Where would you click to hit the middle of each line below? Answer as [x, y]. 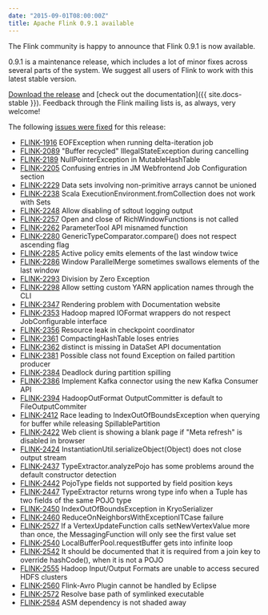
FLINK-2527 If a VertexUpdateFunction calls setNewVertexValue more [135, 525]
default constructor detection [68, 475]
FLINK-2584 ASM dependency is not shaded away [103, 602]
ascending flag [44, 245]
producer [35, 364]
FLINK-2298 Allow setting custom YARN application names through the [137, 287]
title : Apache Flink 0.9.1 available [71, 23]
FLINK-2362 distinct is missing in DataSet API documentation [120, 346]
